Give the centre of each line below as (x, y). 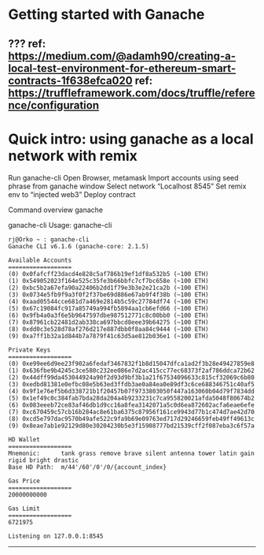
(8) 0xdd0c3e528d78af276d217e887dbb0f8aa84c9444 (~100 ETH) (109, 329)
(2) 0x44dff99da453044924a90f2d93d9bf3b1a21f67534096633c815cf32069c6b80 (132, 377)
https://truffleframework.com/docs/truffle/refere (132, 93)
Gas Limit (24, 508)
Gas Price (24, 481)
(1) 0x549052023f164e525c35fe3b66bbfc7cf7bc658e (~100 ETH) (109, 281)
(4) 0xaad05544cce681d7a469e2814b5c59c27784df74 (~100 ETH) (109, 301)
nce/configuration (54, 105)
